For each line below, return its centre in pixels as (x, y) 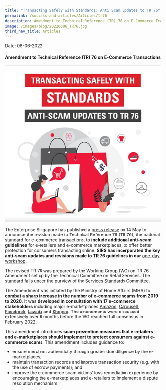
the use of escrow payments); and (47, 367)
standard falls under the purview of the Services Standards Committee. (78, 281)
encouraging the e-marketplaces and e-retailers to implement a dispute (85, 378)
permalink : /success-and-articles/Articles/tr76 (56, 16)
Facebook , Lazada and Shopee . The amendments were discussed (72, 312)
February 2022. (21, 322)
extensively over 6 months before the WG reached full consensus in (74, 316)
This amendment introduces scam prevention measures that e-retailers (79, 331)
